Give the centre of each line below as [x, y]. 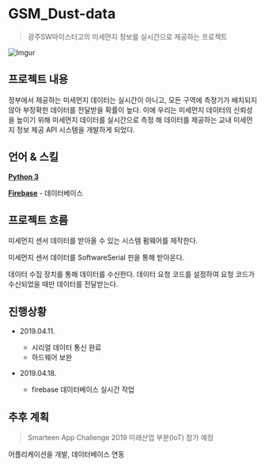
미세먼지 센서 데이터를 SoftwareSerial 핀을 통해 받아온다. [97, 257]
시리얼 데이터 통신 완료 [66, 347]
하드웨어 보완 [52, 358]
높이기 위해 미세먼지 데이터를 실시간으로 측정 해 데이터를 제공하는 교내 [124, 120]
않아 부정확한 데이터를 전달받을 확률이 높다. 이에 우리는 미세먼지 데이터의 [120, 110]
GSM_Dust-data [62, 14]
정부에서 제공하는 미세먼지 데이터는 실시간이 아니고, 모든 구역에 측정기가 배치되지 [133, 100]
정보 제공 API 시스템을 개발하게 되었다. [76, 129]
